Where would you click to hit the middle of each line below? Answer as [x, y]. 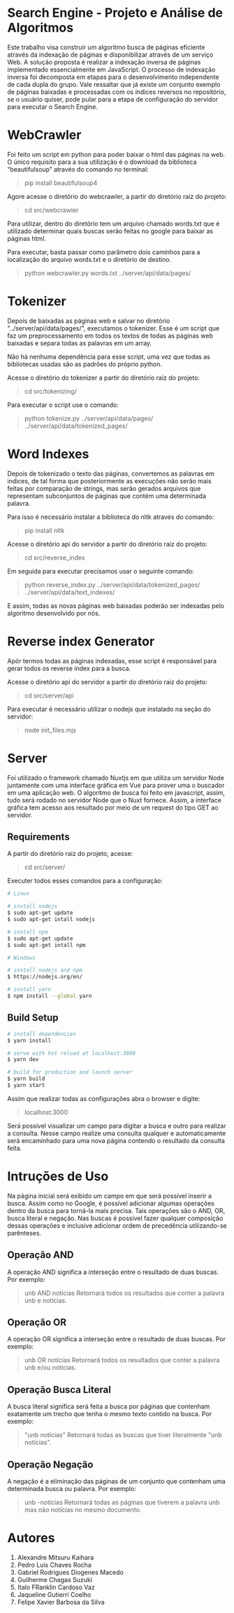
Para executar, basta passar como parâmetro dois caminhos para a [104, 252]
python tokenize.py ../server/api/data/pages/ [89, 418]
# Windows [22, 957]
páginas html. [27, 238]
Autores [31, 1538]
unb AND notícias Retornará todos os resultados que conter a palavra [124, 1293]
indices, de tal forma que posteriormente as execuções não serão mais [109, 480]
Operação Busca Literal [59, 1389]
